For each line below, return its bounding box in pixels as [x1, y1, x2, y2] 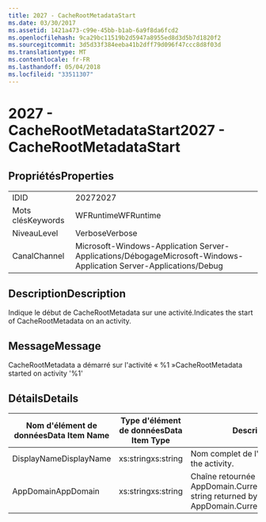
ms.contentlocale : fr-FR [8, 56, 90, 64]
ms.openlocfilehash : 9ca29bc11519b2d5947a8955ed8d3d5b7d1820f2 [8, 33, 222, 42]
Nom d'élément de [26, 420, 97, 431]
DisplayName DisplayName [12, 453, 112, 464]
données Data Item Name [13, 430, 110, 441]
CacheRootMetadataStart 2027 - [8, 121, 226, 139]
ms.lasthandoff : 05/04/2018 [8, 63, 101, 71]
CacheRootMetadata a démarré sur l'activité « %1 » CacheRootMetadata [8, 361, 243, 370]
